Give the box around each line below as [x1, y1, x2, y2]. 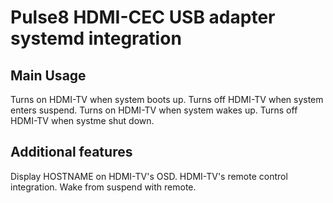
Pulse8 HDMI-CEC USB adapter [10, 6, 276, 29]
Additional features [10, 144, 133, 161]
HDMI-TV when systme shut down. [10, 115, 155, 126]
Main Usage [10, 67, 87, 84]
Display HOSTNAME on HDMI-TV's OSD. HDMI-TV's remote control [10, 170, 288, 182]
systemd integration [10, 27, 182, 50]
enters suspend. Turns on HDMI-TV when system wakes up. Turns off [10, 104, 298, 116]
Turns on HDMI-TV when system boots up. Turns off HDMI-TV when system [10, 94, 324, 105]
